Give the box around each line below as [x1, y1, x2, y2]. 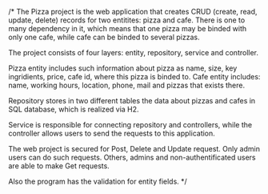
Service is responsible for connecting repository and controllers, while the [8, 120, 253, 129]
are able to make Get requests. [8, 161, 110, 171]
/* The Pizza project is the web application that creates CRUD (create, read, [8, 7, 258, 16]
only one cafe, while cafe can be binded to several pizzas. [8, 32, 200, 42]
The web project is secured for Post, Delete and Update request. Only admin [8, 144, 260, 153]
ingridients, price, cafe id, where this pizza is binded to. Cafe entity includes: [8, 72, 261, 81]
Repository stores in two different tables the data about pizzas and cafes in [8, 96, 256, 105]
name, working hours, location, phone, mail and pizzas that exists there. [8, 80, 246, 90]
